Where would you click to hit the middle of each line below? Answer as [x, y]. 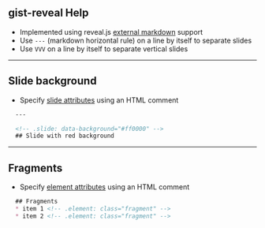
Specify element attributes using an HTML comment [105, 187]
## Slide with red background [65, 136]
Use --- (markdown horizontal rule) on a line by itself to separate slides [136, 40]
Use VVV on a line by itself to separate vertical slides [104, 49]
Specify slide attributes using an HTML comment [99, 100]
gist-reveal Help [49, 13]
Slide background [52, 81]
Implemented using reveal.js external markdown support [111, 32]
